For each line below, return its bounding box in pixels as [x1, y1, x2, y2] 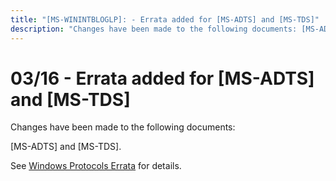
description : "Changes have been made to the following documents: [10, 24, 298, 34]
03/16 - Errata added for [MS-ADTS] [10, 67, 315, 90]
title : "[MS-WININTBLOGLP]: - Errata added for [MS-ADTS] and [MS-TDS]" [10, 14, 320, 25]
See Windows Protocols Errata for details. [10, 160, 182, 172]
